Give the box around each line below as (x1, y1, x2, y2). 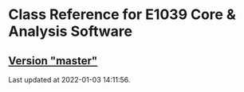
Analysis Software (8, 22, 133, 40)
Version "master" (8, 54, 98, 67)
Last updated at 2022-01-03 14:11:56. (8, 75, 131, 84)
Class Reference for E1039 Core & (8, 6, 237, 24)
